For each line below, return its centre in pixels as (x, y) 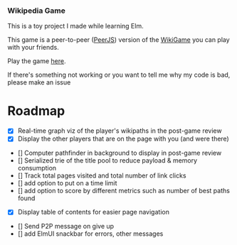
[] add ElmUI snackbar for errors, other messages (90, 234)
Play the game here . (37, 61)
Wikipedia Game (36, 11)
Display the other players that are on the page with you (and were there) (123, 139)
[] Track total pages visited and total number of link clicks (102, 175)
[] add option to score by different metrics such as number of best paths (123, 191)
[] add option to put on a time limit (67, 183)
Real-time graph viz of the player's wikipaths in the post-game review (120, 131)
